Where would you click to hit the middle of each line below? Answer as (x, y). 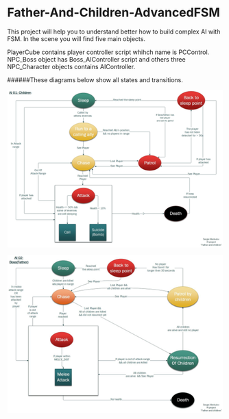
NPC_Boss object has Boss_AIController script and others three (97, 59)
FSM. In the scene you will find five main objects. (76, 38)
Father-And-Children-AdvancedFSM (114, 13)
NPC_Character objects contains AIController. (71, 66)
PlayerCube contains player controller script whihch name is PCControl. (108, 52)
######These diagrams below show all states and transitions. (95, 79)
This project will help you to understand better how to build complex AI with (114, 31)
